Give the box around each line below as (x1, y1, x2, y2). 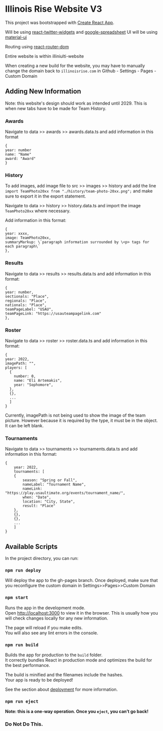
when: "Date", (22, 495, 51, 500)
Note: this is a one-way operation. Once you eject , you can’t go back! (5, 709, 149, 714)
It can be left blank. (5, 422, 44, 428)
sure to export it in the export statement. (5, 193, 86, 199)
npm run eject (5, 698, 39, 704)
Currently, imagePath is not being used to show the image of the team (5, 412, 146, 418)
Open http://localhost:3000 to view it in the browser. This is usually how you (5, 610, 158, 616)
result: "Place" (22, 504, 56, 509)
